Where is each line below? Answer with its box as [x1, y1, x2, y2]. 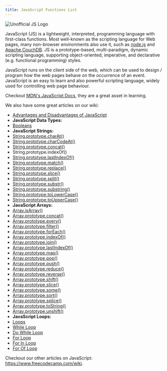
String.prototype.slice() [12, 170, 60, 176]
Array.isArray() [12, 207, 43, 213]
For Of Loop [12, 345, 37, 351]
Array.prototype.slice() [12, 282, 59, 288]
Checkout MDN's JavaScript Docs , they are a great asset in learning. [5, 92, 147, 98]
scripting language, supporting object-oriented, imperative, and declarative [5, 52, 160, 58]
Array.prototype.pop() [12, 255, 58, 261]
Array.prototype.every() [12, 218, 61, 224]
